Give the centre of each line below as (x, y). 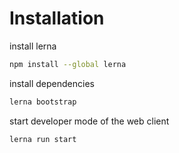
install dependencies (52, 83)
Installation (57, 18)
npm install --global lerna (68, 64)
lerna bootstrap (43, 102)
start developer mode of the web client (89, 121)
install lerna (33, 46)
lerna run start (43, 139)
